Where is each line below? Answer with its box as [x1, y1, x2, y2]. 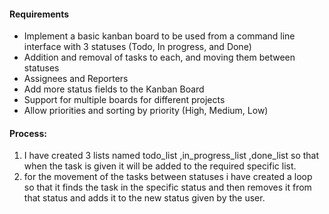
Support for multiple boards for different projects [23, 94, 226, 106]
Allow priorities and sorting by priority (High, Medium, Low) [23, 105, 269, 117]
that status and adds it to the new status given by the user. [23, 192, 266, 204]
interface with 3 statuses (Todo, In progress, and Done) [23, 41, 252, 53]
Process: [9, 127, 47, 139]
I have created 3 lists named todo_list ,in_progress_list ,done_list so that [23, 150, 320, 162]
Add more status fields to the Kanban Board [23, 83, 205, 95]
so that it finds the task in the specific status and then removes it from [23, 181, 312, 194]
